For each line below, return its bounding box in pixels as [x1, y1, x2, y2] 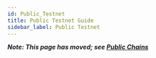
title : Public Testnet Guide [7, 17, 94, 24]
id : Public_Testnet [7, 10, 66, 18]
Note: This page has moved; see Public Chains [7, 43, 149, 52]
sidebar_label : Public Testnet [7, 23, 100, 30]
